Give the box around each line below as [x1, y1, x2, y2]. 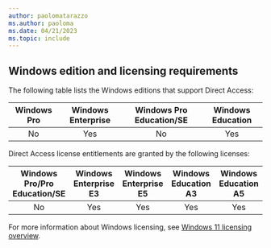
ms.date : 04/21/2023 [8, 27, 78, 35]
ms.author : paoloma [8, 19, 74, 27]
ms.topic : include [8, 34, 70, 43]
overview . [8, 231, 41, 241]
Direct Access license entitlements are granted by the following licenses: [8, 149, 250, 159]
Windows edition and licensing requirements [8, 64, 239, 77]
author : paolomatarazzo [8, 11, 89, 20]
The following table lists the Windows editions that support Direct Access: [8, 85, 254, 95]
